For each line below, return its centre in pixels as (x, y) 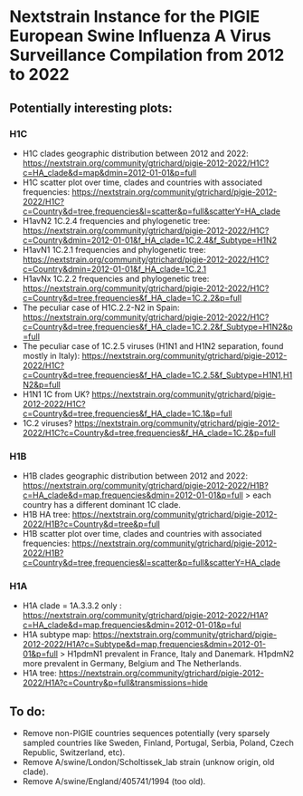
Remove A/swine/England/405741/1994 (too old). (114, 781)
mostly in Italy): (51, 355)
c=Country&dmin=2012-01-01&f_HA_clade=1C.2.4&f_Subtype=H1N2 (150, 240)
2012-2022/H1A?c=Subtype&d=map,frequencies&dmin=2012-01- (144, 645)
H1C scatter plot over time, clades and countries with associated (142, 182)
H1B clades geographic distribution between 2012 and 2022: (135, 476)
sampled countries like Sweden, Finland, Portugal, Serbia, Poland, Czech (158, 743)
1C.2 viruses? (47, 422)
